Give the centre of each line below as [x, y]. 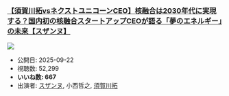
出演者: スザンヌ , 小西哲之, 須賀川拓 [67, 86]
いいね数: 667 [37, 77]
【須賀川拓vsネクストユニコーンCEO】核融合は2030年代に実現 [112, 10]
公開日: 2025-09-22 [45, 60]
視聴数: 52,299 [38, 69]
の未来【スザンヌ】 [39, 31]
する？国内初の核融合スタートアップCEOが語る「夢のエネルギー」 [114, 20]
